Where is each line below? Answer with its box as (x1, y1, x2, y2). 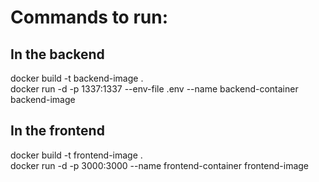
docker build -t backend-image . (10, 72, 144, 84)
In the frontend (10, 122, 105, 140)
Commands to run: (10, 6, 169, 29)
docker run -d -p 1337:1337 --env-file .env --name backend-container (10, 83, 299, 95)
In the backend (10, 46, 105, 63)
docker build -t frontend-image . (10, 149, 143, 161)
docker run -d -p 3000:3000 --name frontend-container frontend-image (10, 159, 310, 171)
